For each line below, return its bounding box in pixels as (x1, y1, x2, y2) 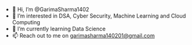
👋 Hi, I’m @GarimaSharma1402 (12, 6, 90, 13)
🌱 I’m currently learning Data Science (12, 25, 106, 32)
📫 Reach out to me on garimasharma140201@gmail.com (12, 32, 155, 39)
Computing (12, 19, 41, 26)
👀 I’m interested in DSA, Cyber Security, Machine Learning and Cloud (12, 12, 187, 19)
